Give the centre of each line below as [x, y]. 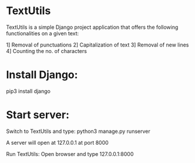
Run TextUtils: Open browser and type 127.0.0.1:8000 [70, 154]
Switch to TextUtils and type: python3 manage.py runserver [78, 131]
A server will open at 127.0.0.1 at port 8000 [57, 142]
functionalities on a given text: [43, 33]
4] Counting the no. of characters [46, 51]
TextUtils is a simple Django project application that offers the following [92, 27]
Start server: [38, 115]
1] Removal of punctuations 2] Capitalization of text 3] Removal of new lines [97, 45]
